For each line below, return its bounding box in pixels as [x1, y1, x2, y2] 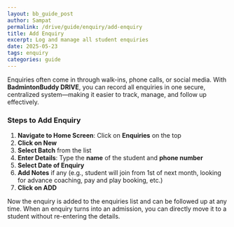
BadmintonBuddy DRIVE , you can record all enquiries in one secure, [7, 82, 206, 91]
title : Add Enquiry [7, 30, 64, 37]
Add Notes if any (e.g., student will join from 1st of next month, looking [17, 169, 222, 177]
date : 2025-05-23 [7, 43, 58, 50]
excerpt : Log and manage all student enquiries [7, 37, 149, 44]
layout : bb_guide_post [7, 10, 74, 18]
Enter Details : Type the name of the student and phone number [17, 154, 203, 162]
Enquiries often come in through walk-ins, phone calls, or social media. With [7, 75, 227, 84]
